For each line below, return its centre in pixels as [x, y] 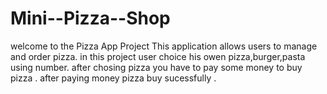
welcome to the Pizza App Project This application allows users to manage [164, 46]
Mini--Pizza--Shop [90, 18]
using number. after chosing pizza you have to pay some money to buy [156, 67]
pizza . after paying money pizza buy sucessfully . [113, 78]
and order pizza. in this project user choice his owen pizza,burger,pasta [158, 56]
